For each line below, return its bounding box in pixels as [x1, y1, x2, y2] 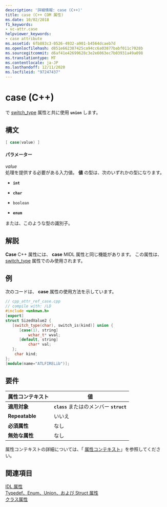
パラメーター [5, 152, 32, 158]
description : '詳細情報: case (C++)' [5, 7, 83, 13]
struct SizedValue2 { [5, 318, 52, 323]
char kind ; [14, 351, 38, 357]
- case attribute [5, 36, 43, 42]
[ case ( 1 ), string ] [18, 327, 58, 333]
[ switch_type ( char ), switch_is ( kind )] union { [12, 323, 114, 328]
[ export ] [5, 313, 24, 318]
